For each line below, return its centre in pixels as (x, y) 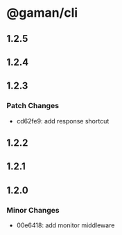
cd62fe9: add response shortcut (63, 121)
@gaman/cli (42, 13)
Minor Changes (33, 210)
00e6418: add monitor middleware (66, 225)
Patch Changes (33, 106)
